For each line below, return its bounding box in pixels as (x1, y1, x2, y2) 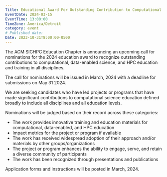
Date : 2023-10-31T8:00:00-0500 (5, 35, 70, 40)
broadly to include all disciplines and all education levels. (5, 100, 122, 106)
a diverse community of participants (12, 151, 87, 157)
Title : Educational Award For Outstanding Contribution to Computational (5, 7, 162, 12)
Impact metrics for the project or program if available (12, 130, 121, 136)
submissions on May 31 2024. (5, 79, 66, 85)
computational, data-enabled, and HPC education (12, 124, 115, 130)
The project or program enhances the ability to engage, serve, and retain (12, 146, 162, 152)
